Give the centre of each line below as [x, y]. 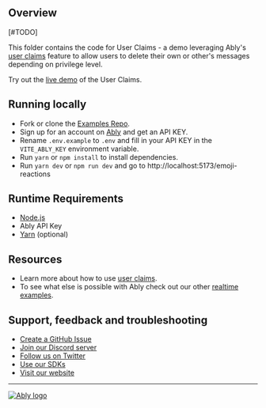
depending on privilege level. [55, 64]
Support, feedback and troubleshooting [108, 320]
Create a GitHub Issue [56, 339]
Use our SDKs [42, 365]
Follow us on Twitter [52, 356]
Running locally [47, 105]
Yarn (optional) [44, 234]
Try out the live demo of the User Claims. [75, 79]
